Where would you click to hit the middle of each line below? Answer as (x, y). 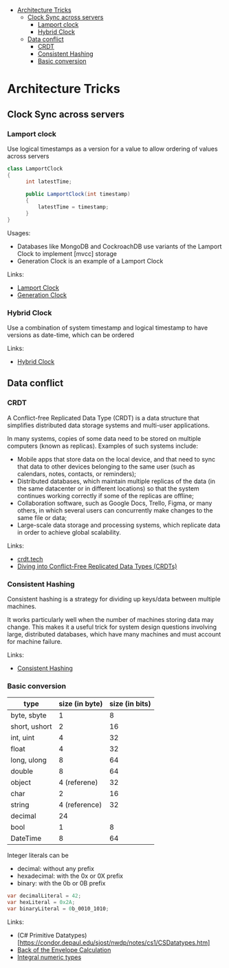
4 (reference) (80, 805)
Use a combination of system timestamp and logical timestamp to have (108, 328)
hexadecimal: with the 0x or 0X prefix (70, 876)
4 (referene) (78, 782)
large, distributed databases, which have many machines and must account (114, 634)
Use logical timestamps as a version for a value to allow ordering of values (112, 149)
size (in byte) (81, 704)
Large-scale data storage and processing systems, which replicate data (119, 525)
